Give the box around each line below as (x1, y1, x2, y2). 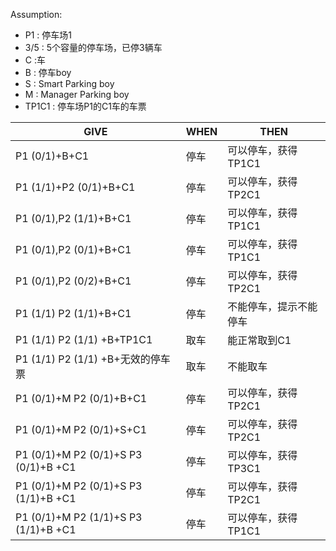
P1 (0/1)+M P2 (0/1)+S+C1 (15, 423, 148, 436)
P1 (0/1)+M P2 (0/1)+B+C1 (15, 392, 148, 405)
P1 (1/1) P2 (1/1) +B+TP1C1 (15, 333, 153, 346)
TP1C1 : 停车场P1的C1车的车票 (24, 100, 147, 112)
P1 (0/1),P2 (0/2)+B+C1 (15, 274, 132, 288)
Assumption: (10, 9, 63, 20)
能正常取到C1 (227, 334, 292, 347)
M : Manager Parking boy (24, 89, 130, 100)
